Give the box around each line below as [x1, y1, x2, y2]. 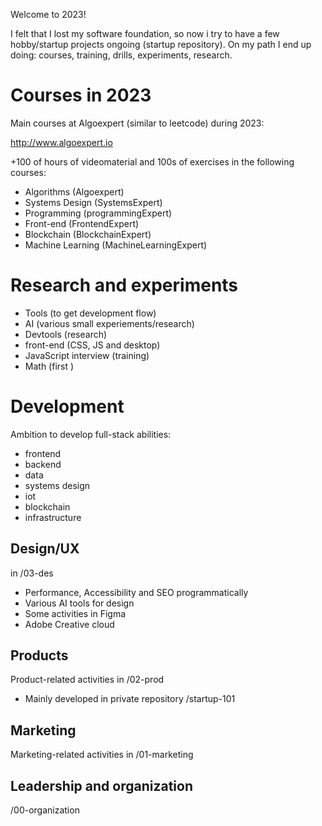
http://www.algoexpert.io [10, 136, 113, 148]
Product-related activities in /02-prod [10, 674, 165, 686]
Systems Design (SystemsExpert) [24, 196, 163, 208]
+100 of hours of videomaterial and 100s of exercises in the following [10, 155, 295, 168]
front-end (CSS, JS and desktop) [24, 339, 161, 351]
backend [24, 458, 62, 470]
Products [10, 647, 69, 664]
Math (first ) [24, 360, 75, 372]
